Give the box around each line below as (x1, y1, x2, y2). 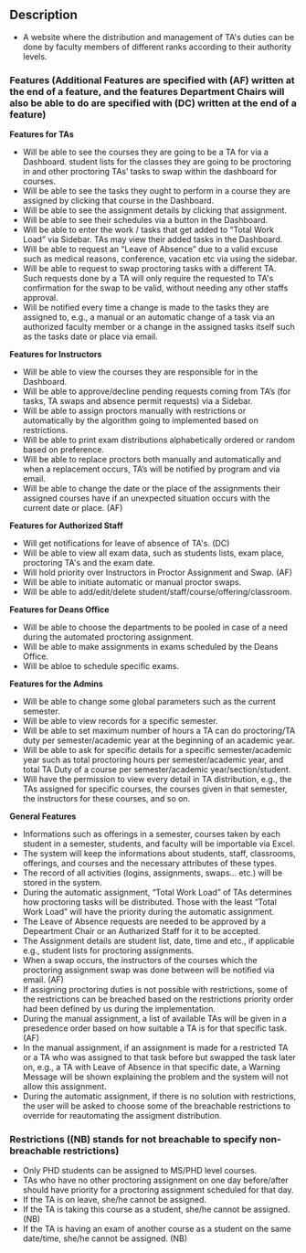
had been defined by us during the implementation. (22, 1003, 216, 1014)
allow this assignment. (22, 1081, 107, 1092)
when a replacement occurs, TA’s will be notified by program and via (22, 463, 280, 474)
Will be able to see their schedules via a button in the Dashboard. (22, 215, 269, 226)
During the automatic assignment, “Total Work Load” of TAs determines (22, 887, 292, 898)
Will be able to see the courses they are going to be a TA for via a (22, 146, 269, 158)
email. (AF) (22, 974, 64, 985)
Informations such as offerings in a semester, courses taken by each (22, 829, 280, 840)
